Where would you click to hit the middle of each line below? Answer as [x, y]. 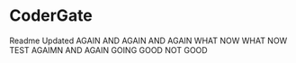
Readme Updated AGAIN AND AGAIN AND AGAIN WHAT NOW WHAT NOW [148, 40]
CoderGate [51, 16]
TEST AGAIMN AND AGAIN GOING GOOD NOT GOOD [109, 49]
